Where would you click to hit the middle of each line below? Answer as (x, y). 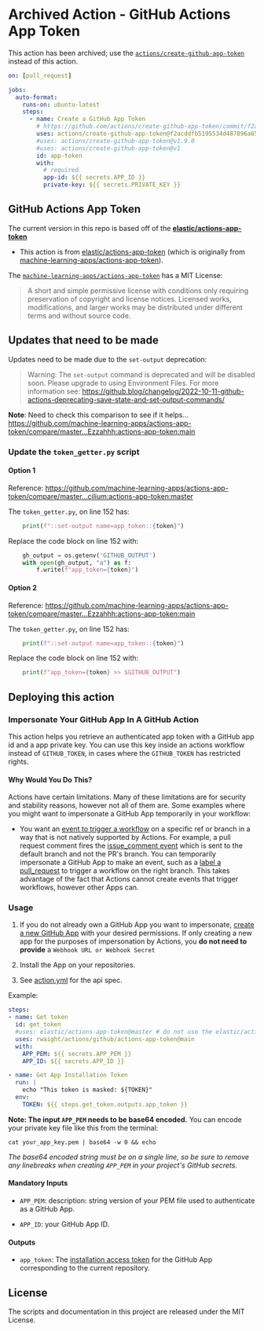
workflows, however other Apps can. (79, 887)
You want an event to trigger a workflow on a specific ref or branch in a (135, 829)
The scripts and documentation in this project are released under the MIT (126, 1312)
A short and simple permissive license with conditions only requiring (138, 290)
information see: (54, 391)
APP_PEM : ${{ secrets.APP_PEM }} (77, 1054)
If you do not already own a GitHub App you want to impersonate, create (137, 925)
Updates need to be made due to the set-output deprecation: (108, 359)
